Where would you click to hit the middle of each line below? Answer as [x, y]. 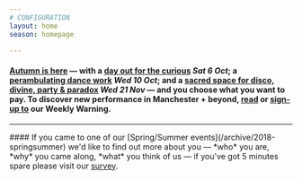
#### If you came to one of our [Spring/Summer [99, 137]
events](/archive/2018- [233, 137]
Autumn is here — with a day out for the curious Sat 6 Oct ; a [124, 70]
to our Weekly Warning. [66, 108]
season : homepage [42, 34]
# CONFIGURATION [40, 17]
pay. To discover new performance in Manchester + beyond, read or [139, 99]
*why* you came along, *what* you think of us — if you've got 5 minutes [144, 156]
